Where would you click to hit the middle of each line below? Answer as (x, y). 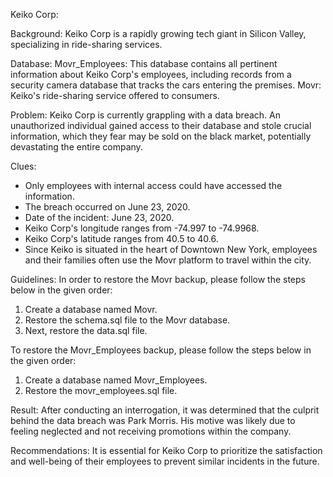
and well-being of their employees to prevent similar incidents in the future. (165, 461)
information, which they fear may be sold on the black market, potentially (161, 136)
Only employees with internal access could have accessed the (153, 185)
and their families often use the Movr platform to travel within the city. (168, 260)
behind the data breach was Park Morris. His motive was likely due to (153, 420)
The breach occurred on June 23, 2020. (107, 207)
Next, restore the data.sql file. (86, 330)
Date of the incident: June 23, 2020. (99, 217)
